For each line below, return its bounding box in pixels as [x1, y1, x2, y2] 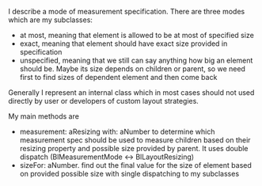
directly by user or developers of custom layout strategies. [8, 97, 199, 105]
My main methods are [8, 112, 79, 121]
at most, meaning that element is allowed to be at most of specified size [19, 31, 255, 40]
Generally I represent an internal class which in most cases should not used [8, 88, 255, 97]
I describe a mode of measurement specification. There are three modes [8, 7, 245, 16]
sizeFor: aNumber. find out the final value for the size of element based [19, 161, 252, 169]
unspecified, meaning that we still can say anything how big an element [19, 55, 253, 65]
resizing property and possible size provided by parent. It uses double [19, 144, 249, 153]
